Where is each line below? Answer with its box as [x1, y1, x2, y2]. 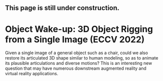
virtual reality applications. [5, 71, 59, 77]
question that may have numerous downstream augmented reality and [5, 65, 147, 71]
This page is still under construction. [5, 4, 120, 12]
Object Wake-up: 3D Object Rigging [5, 23, 153, 35]
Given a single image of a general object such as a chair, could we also [5, 50, 148, 56]
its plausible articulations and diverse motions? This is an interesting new [5, 61, 152, 66]
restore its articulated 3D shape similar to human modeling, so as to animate [5, 55, 159, 61]
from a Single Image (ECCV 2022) [5, 34, 145, 45]
